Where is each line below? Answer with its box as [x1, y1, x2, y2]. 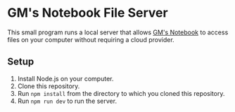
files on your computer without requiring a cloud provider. [7, 35, 174, 43]
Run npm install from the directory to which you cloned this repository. [17, 89, 225, 97]
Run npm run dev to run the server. [17, 97, 118, 105]
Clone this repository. [17, 82, 80, 90]
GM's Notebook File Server [7, 5, 168, 21]
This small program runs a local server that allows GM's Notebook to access [7, 28, 229, 36]
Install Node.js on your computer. [17, 74, 114, 83]
